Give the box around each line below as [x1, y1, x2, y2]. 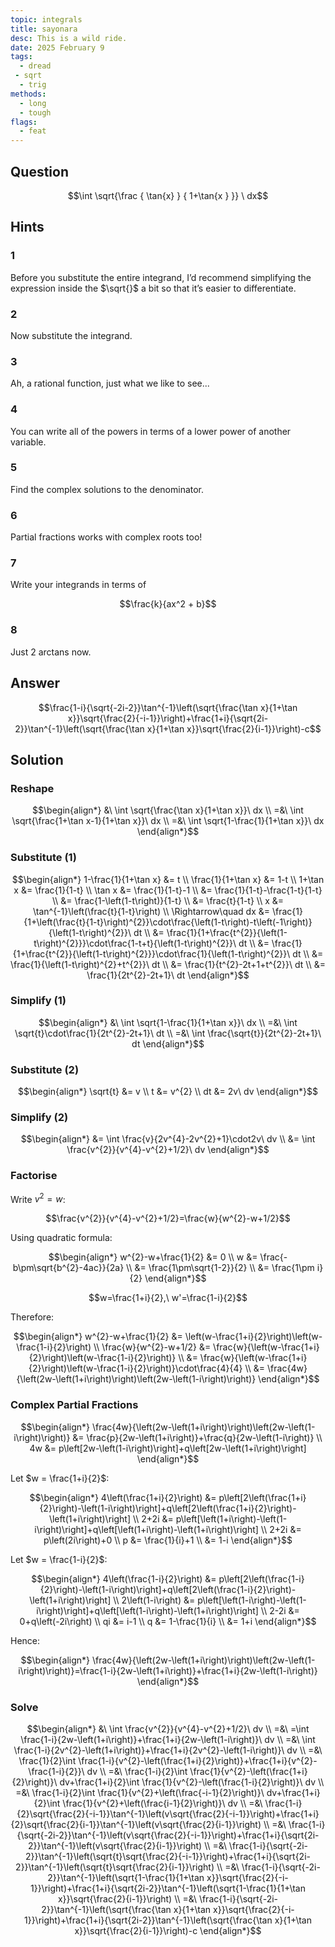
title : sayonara [10, 24, 78, 34]
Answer [10, 675, 61, 692]
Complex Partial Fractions [10, 1398, 139, 1412]
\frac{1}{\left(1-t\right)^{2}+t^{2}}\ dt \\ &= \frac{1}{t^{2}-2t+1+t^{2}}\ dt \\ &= [10, 958, 326, 970]
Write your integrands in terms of [10, 579, 147, 591]
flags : [10, 117, 38, 127]
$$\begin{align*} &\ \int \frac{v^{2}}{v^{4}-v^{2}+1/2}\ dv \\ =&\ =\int [26, 1722, 310, 1735]
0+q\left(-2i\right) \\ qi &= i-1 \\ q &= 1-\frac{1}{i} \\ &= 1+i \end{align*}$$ [19, 1615, 317, 1627]
